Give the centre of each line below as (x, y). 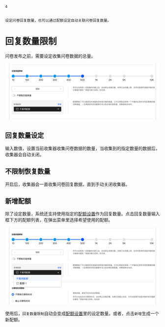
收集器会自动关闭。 (25, 154)
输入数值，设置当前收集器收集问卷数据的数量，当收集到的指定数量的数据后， (82, 148)
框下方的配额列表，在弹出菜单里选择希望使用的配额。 (59, 220)
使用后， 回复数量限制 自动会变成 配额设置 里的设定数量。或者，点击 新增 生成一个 (82, 314)
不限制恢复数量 (28, 172)
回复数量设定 (25, 136)
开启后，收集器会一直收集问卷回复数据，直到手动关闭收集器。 (68, 184)
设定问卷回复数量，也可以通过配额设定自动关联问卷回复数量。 (58, 21)
